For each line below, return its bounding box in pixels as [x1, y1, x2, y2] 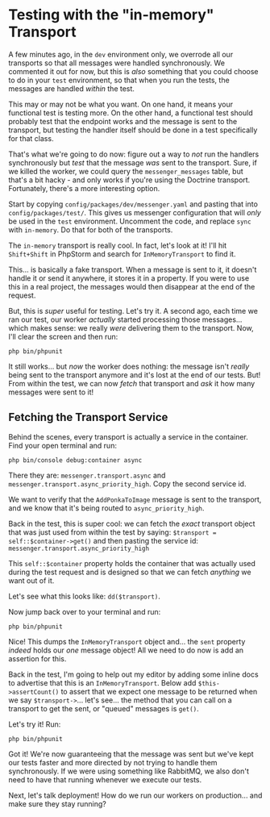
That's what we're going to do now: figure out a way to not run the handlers [8, 149, 260, 159]
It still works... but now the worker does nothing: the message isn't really [8, 361, 250, 371]
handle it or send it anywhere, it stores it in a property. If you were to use [8, 273, 250, 283]
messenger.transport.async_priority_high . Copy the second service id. [8, 478, 247, 489]
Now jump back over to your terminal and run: [8, 606, 161, 616]
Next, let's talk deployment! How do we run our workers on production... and [8, 790, 263, 800]
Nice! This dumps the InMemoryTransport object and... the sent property [8, 636, 246, 646]
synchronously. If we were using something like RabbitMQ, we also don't [8, 766, 250, 776]
